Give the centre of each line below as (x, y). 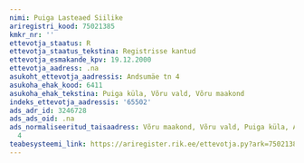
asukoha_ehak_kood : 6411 (56, 85)
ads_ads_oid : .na (42, 119)
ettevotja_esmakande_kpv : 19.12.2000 (81, 60)
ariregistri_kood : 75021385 (62, 26)
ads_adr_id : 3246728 (48, 110)
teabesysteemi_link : (48, 144)
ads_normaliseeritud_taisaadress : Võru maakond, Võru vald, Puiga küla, (149, 128)
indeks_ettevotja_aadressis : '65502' (81, 102)
